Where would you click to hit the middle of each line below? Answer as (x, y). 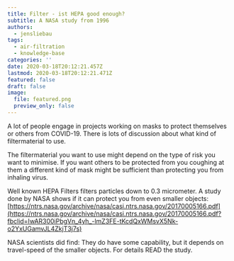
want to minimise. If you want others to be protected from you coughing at (116, 162)
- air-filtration (39, 47)
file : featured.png (43, 100)
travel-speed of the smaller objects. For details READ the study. (100, 250)
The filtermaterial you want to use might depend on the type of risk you (112, 155)
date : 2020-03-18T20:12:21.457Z (55, 66)
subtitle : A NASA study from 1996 (58, 21)
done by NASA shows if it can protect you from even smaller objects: (108, 198)
